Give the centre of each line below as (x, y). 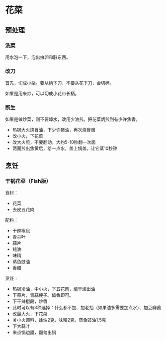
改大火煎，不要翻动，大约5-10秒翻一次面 (54, 142)
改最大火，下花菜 (30, 314)
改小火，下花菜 (28, 136)
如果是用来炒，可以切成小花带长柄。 (42, 94)
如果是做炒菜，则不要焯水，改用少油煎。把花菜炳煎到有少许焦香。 (73, 119)
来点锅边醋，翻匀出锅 (34, 333)
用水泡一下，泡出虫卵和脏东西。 (38, 57)
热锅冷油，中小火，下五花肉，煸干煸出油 (54, 289)
